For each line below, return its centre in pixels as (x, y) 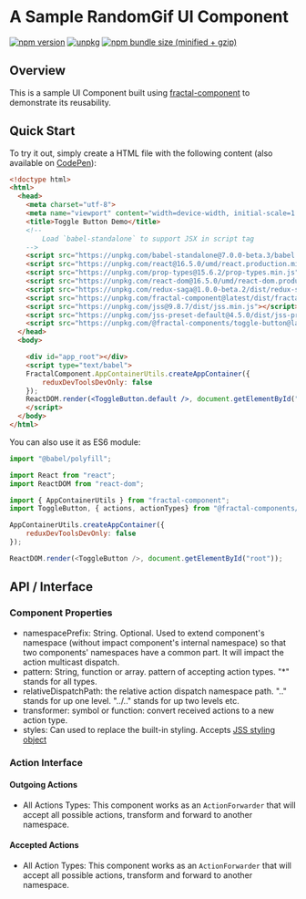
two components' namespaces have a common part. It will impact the (153, 652)
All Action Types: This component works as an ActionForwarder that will (157, 865)
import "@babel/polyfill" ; (61, 459)
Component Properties (61, 613)
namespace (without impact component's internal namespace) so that (154, 642)
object (35, 739)
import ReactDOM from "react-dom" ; (77, 484)
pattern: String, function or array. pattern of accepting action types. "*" (156, 671)
